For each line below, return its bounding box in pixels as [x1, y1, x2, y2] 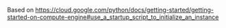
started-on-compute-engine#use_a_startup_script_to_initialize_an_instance [7, 13, 219, 21]
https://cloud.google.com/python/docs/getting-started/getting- [35, 6, 214, 14]
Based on [7, 6, 34, 14]
